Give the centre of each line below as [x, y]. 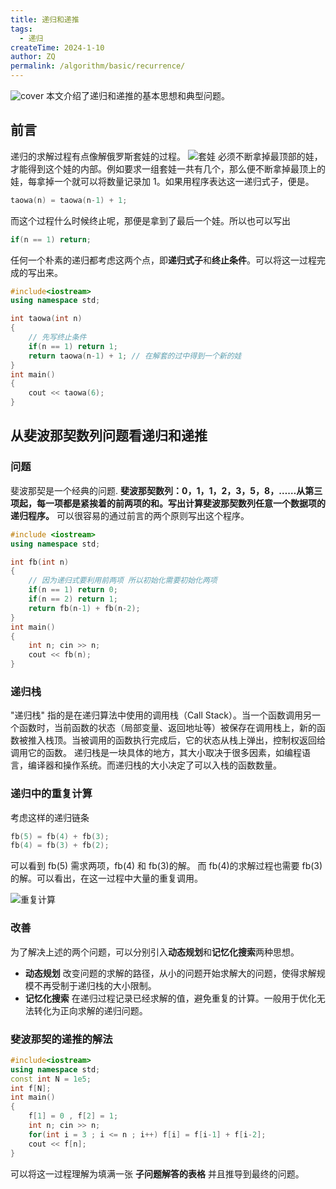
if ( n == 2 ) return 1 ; [73, 599]
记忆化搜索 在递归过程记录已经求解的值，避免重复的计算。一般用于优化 [170, 998]
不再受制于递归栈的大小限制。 [95, 985]
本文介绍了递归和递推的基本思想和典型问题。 [138, 95]
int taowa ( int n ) [46, 319]
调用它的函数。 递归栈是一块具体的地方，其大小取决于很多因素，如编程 [156, 753]
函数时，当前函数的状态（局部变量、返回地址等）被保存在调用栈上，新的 [167, 728]
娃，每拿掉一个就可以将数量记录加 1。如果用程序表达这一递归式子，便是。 [162, 181]
